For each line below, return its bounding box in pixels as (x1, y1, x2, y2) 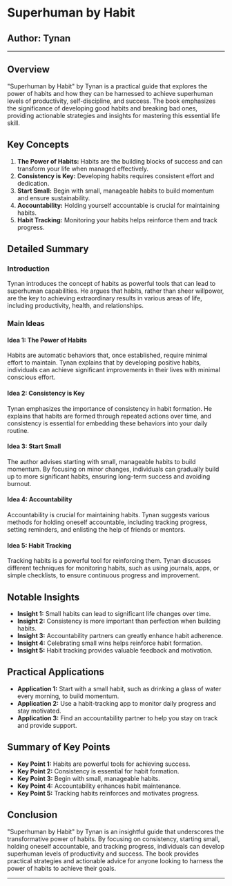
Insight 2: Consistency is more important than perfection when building (17, 617, 221, 626)
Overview (7, 64, 50, 75)
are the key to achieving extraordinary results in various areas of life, (7, 294, 202, 302)
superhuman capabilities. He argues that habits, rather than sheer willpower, (7, 287, 224, 295)
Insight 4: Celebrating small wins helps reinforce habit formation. (17, 639, 203, 647)
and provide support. (17, 721, 77, 729)
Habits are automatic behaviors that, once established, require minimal (7, 351, 209, 360)
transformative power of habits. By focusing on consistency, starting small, (7, 834, 220, 843)
